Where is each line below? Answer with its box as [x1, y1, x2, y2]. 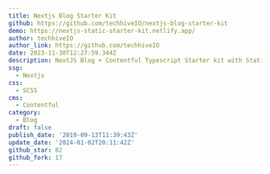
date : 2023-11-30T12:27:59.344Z [8, 49, 117, 57]
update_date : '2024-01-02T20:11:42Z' [8, 138, 135, 147]
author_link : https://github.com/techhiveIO [8, 42, 160, 50]
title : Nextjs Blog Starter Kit [8, 11, 117, 20]
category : [8, 109, 42, 117]
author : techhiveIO [8, 34, 74, 42]
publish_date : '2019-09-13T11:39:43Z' [8, 131, 138, 139]
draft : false [8, 123, 52, 132]
